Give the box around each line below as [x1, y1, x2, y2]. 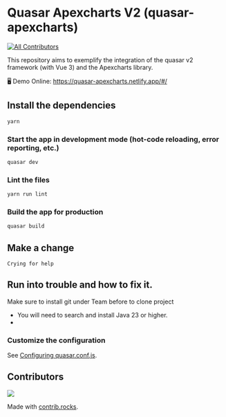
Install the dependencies [7, 100, 116, 111]
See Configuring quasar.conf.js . [7, 351, 97, 360]
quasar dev [7, 158, 39, 165]
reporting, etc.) [7, 143, 59, 153]
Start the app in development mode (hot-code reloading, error [7, 134, 220, 144]
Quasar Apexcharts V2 [7, 5, 141, 21]
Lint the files [7, 175, 50, 185]
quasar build [7, 223, 45, 230]
